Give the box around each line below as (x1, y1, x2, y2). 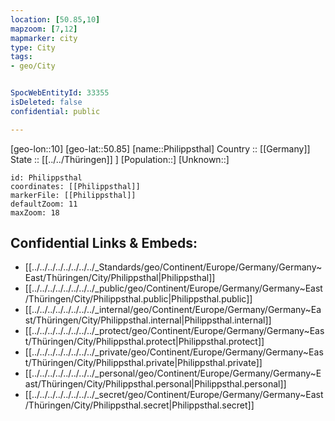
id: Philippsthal (10, 172, 83, 183)
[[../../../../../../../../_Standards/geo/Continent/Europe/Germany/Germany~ (24, 261, 323, 273)
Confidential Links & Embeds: (10, 235, 198, 252)
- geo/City (10, 61, 56, 71)
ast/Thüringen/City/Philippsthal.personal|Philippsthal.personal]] (24, 378, 287, 390)
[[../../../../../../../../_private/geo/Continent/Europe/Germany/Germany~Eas (24, 346, 324, 358)
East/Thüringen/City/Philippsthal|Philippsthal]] (24, 272, 216, 284)
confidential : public (10, 106, 101, 116)
